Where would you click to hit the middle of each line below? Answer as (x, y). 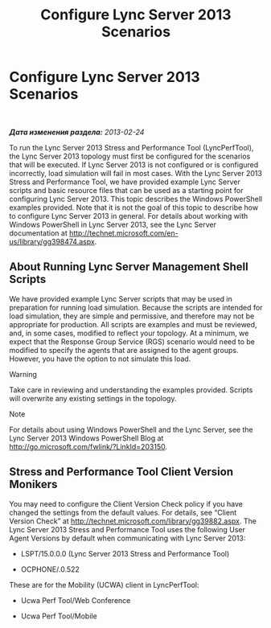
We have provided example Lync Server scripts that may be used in (121, 298)
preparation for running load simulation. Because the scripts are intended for (136, 307)
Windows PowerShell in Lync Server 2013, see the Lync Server (113, 224)
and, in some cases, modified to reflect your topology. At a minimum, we (129, 333)
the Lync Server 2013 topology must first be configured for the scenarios (130, 156)
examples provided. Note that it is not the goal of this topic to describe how (134, 207)
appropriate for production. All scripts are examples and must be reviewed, (133, 324)
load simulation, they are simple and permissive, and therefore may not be (132, 316)
